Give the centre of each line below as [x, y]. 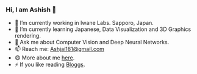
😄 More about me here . [45, 58]
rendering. [27, 36]
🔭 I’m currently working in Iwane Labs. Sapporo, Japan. [84, 23]
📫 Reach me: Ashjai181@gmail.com [59, 49]
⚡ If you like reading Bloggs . [50, 65]
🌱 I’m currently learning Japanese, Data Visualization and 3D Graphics [103, 29]
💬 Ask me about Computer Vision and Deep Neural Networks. [92, 42]
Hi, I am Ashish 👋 [31, 10]
